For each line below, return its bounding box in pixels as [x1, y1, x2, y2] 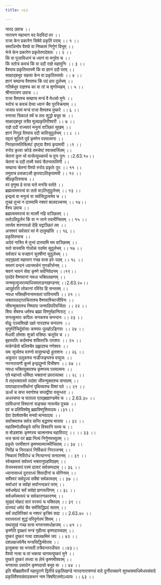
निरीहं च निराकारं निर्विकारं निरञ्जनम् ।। [5, 447, 71, 453]
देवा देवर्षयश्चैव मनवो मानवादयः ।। [5, 412, 61, 418]
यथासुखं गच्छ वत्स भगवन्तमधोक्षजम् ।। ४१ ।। [5, 521, 82, 528]
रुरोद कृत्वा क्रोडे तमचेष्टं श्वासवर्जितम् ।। [5, 147, 72, 153]
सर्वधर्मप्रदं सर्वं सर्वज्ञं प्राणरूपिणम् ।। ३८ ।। [5, 487, 76, 493]
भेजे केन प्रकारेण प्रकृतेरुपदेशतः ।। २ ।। [5, 49, 72, 55]
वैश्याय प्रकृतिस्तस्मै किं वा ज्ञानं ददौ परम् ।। [5, 66, 75, 72]
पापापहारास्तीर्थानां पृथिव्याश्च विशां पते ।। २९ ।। [5, 383, 85, 389]
